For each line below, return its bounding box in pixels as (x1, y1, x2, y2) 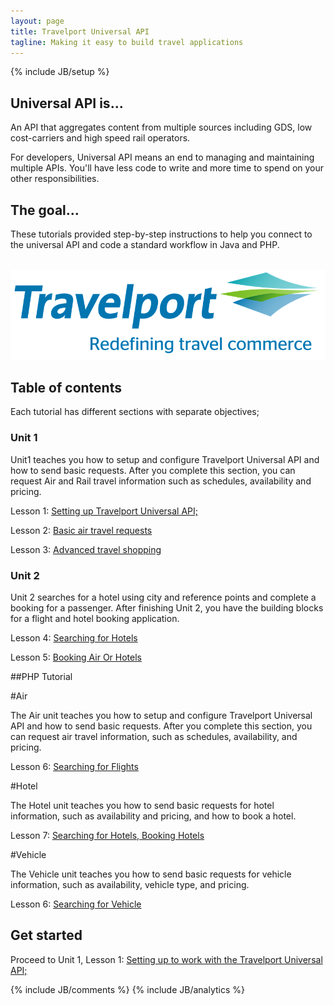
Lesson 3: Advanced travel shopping (10, 543, 162, 555)
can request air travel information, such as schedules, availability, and (10, 731, 298, 743)
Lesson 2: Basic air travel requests (10, 524, 153, 536)
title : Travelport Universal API (10, 26, 150, 37)
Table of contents (10, 380, 122, 397)
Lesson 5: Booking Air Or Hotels (10, 651, 142, 664)
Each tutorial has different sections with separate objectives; (10, 406, 260, 418)
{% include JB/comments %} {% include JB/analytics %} (10, 983, 246, 995)
